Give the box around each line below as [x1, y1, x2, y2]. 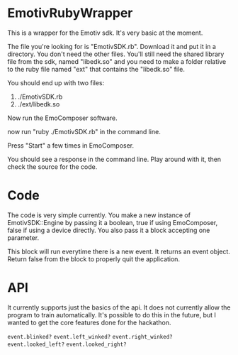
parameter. [7, 233, 40, 242]
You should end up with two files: [7, 78, 105, 87]
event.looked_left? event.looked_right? [7, 341, 127, 348]
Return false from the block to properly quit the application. [7, 254, 181, 263]
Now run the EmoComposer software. [7, 114, 118, 122]
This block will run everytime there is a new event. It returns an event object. [7, 247, 230, 256]
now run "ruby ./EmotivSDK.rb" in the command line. [7, 127, 161, 136]
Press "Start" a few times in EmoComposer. [7, 141, 135, 150]
